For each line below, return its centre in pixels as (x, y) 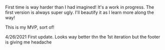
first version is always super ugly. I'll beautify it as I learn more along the (79, 12)
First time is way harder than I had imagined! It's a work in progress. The (79, 7)
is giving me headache (28, 42)
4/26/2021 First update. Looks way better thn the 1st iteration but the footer (83, 37)
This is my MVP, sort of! (30, 27)
